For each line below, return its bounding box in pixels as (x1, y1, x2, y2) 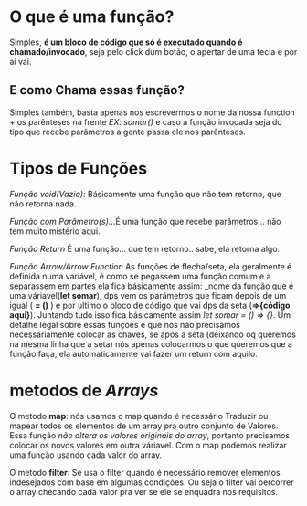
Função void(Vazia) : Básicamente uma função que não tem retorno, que (9, 188, 281, 199)
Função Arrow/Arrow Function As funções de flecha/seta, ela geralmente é (9, 260, 292, 271)
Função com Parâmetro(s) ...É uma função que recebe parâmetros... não (9, 216, 281, 227)
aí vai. (9, 56, 32, 67)
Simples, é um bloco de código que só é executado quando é (9, 37, 243, 47)
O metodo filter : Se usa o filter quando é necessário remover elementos (9, 467, 281, 478)
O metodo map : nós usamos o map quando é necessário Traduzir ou (9, 410, 269, 421)
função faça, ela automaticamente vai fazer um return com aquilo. (9, 348, 258, 359)
